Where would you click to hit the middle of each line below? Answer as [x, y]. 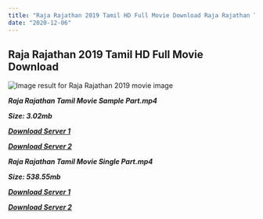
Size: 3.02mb [30, 116]
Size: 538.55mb [34, 177]
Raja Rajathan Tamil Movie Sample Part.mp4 [83, 101]
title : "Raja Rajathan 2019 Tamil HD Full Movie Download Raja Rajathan [129, 15]
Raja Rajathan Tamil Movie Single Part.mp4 [81, 162]
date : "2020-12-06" [40, 23]
